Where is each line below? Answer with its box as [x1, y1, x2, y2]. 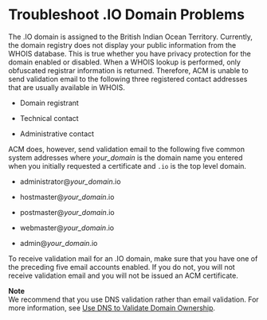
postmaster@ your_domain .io [19, 207, 115, 217]
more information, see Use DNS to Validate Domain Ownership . [8, 302, 216, 312]
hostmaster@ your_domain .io [19, 192, 115, 201]
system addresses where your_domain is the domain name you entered [8, 153, 243, 162]
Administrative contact [19, 129, 94, 139]
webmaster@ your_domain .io [19, 223, 114, 232]
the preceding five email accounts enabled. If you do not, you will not [8, 262, 235, 271]
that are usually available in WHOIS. [8, 82, 126, 92]
